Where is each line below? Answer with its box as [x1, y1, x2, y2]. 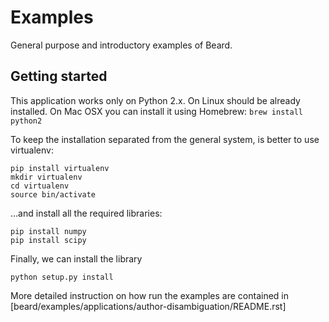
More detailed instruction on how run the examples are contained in [10, 289, 289, 301]
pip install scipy [10, 235, 87, 245]
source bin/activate [10, 189, 97, 200]
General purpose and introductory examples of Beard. [10, 39, 233, 51]
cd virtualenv [10, 181, 70, 191]
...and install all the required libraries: [10, 207, 163, 219]
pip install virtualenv [10, 163, 110, 173]
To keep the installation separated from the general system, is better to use [10, 133, 320, 145]
